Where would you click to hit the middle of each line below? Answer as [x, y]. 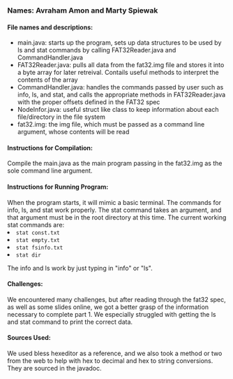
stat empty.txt [38, 240]
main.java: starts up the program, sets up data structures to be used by [119, 43]
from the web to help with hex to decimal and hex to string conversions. [110, 360]
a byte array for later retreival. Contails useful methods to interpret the [118, 73]
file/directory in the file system [61, 117]
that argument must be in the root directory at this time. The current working [117, 217]
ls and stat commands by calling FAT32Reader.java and [97, 50]
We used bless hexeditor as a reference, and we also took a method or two [115, 353]
